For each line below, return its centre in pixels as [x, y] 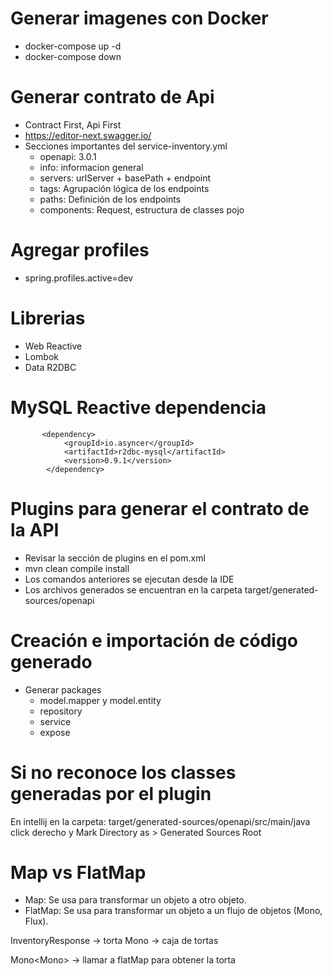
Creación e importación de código [154, 640]
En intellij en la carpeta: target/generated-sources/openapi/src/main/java [160, 821]
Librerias [48, 318]
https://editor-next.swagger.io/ [88, 135]
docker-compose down [73, 56]
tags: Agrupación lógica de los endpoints [124, 188]
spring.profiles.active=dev [79, 278]
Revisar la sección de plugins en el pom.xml [115, 558]
